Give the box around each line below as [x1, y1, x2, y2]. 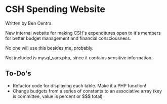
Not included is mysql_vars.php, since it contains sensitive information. [5, 54, 153, 61]
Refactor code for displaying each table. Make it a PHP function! [12, 82, 147, 88]
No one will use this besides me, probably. [5, 45, 94, 51]
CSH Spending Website [5, 4, 105, 15]
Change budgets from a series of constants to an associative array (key [12, 88, 162, 94]
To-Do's [5, 69, 31, 78]
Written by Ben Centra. [5, 20, 53, 26]
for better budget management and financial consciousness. [5, 35, 132, 41]
